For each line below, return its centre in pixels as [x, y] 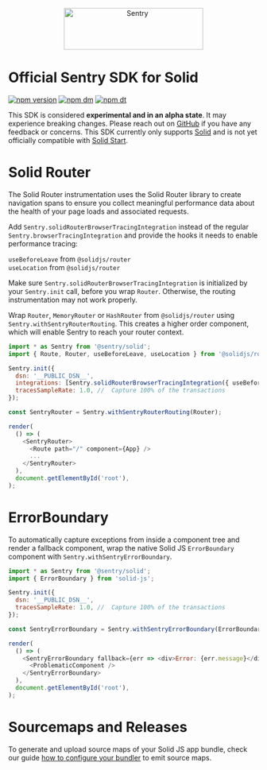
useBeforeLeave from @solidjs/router [70, 259]
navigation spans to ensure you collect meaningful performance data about [132, 203]
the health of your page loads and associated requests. [99, 211]
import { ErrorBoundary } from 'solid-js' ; [81, 578]
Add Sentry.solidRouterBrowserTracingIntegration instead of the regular [128, 226]
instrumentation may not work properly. [73, 300]
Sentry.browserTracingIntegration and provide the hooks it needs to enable [133, 235]
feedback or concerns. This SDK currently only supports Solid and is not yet [133, 132]
